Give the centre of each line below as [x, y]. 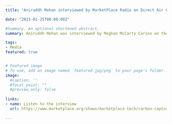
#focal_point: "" [28, 85]
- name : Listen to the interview [41, 104]
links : [12, 99]
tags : [11, 43]
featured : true [21, 52]
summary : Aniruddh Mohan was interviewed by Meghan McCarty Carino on [82, 33]
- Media [14, 47]
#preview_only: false [33, 90]
